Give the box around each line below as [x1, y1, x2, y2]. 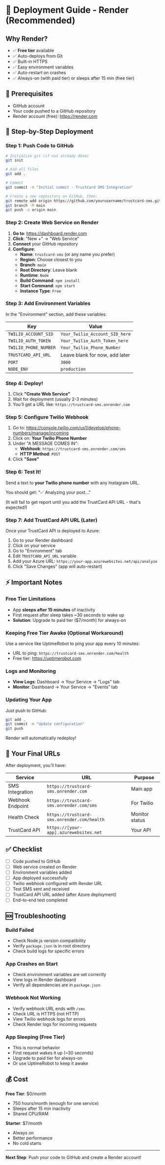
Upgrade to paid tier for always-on [12, 1055, 83, 1061]
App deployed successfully [12, 875, 68, 881]
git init [5, 158, 24, 163]
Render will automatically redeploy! [5, 735, 76, 741]
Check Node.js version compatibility [12, 938, 86, 944]
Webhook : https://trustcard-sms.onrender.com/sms [20, 446, 126, 452]
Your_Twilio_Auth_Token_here [60, 338, 129, 343]
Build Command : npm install [20, 277, 80, 283]
